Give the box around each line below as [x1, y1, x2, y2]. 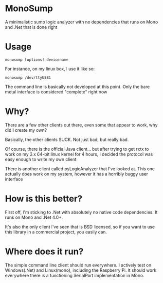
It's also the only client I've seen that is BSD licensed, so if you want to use [5, 224, 155, 230]
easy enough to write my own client [5, 156, 77, 162]
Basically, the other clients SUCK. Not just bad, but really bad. [5, 137, 129, 142]
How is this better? [5, 193, 83, 204]
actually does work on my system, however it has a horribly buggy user [5, 171, 148, 177]
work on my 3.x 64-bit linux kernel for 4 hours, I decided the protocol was [5, 151, 153, 157]
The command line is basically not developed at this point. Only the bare [5, 84, 150, 89]
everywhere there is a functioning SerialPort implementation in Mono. [5, 272, 145, 278]
